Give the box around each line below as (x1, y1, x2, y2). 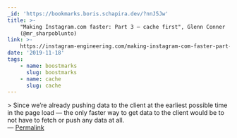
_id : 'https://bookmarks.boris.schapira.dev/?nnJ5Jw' (7, 10, 169, 18)
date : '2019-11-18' (7, 50, 65, 57)
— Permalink (7, 123, 44, 132)
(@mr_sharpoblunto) (20, 29, 78, 37)
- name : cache (20, 75, 61, 83)
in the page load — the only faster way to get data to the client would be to (7, 109, 224, 117)
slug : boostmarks (25, 69, 78, 76)
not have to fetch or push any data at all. (7, 116, 125, 125)
